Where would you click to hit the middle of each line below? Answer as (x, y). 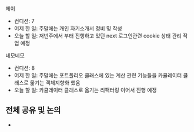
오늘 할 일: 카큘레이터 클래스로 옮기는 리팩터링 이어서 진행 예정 (85, 90)
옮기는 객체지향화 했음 (55, 83)
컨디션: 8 (24, 68)
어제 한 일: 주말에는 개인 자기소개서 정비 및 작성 (68, 28)
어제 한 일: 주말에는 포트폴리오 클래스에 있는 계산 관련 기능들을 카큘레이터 (98, 75)
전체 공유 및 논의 (33, 110)
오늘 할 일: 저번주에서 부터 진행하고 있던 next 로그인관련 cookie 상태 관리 (98, 36)
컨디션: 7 (24, 21)
